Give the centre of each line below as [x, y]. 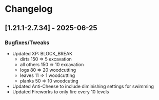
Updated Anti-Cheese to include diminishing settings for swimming [83, 86]
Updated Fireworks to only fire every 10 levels [61, 92]
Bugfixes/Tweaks [27, 43]
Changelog [29, 9]
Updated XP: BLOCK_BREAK [42, 53]
